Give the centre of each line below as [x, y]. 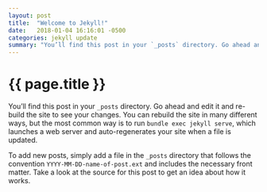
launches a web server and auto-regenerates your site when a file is [120, 132]
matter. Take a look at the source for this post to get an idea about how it [127, 172]
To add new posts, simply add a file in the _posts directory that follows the [130, 156]
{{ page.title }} [57, 84]
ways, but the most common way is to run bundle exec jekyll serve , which [132, 123]
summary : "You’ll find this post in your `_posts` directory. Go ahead [129, 45]
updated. [23, 140]
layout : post [30, 15]
